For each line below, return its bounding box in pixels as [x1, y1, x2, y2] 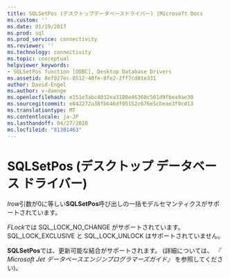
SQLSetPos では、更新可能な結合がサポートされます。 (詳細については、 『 [7, 247, 221, 255]
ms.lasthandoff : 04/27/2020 [7, 119, 89, 127]
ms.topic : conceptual [7, 55, 70, 62]
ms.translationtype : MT [7, 107, 76, 114]
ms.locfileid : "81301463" [7, 126, 82, 133]
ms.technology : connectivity [7, 49, 91, 56]
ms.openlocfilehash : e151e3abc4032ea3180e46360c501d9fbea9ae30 [7, 94, 194, 101]
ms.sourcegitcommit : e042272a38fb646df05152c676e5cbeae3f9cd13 [7, 101, 194, 107]
